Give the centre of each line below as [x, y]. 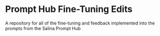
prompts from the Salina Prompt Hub [43, 28]
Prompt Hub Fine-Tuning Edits [69, 9]
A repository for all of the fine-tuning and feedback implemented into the [80, 23]
